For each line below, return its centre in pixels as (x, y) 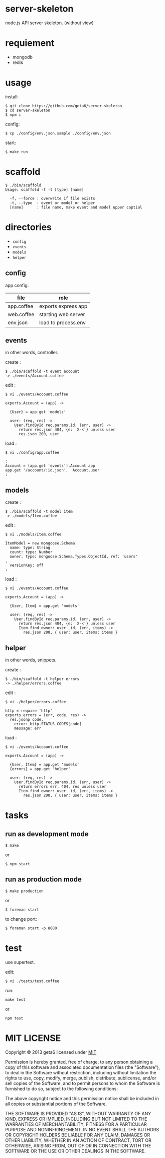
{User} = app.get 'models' (38, 412)
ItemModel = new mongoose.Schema (40, 543)
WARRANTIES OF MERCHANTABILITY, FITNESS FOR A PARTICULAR (76, 1124)
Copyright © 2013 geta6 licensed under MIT (51, 1052)
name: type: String (30, 548)
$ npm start (18, 864)
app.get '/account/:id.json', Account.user (52, 470)
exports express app (63, 306)
